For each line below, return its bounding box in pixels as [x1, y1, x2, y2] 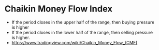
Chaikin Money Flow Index [4, 3, 113, 14]
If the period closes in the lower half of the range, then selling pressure [11, 29, 153, 35]
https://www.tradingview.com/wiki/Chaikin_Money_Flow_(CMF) [11, 39, 138, 45]
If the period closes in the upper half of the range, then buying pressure [11, 19, 155, 25]
